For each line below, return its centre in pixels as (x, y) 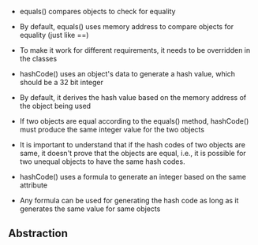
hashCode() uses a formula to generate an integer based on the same (133, 177)
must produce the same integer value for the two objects (112, 130)
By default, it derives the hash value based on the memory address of (133, 97)
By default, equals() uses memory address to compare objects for (127, 26)
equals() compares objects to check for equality (97, 11)
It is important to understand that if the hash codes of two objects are (133, 145)
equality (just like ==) (54, 35)
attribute (34, 185)
